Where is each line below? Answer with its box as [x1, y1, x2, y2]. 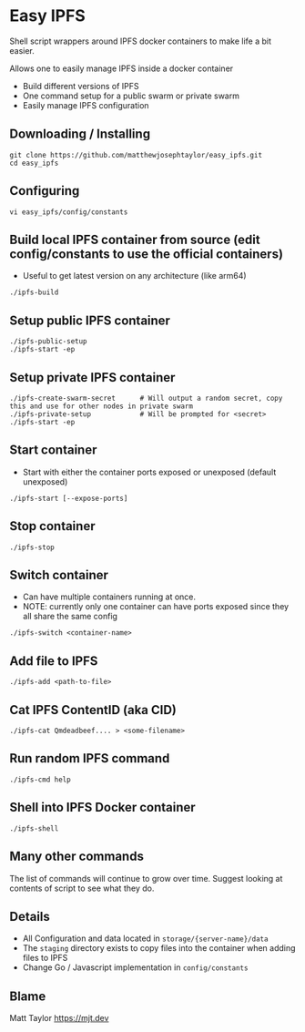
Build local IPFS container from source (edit [9, 231, 261, 247]
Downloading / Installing [9, 127, 151, 142]
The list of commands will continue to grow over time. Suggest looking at [9, 873, 283, 884]
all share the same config [22, 611, 118, 622]
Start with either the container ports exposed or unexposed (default [22, 466, 277, 477]
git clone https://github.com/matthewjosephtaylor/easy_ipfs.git [9, 150, 262, 159]
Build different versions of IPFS [22, 80, 139, 91]
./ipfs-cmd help [9, 775, 71, 784]
